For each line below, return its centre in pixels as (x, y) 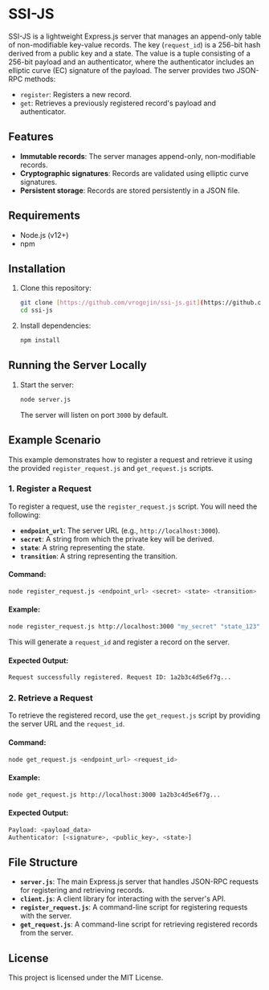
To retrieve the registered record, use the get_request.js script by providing (134, 715)
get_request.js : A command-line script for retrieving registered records (139, 924)
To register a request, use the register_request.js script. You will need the (133, 506)
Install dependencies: (55, 325)
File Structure (43, 862)
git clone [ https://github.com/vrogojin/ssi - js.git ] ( (112, 303)
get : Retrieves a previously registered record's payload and (118, 103)
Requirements (44, 216)
